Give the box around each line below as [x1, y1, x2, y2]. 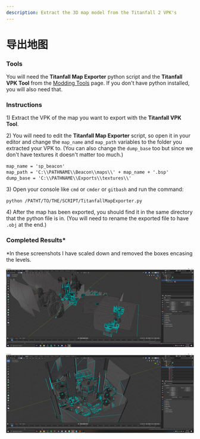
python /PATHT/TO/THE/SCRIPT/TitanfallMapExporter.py [6, 198, 143, 204]
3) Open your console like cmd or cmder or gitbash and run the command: [6, 186, 184, 193]
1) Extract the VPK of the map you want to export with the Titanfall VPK [6, 114, 182, 122]
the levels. [6, 256, 32, 263]
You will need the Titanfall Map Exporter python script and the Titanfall [6, 73, 183, 81]
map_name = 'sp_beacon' [6, 163, 65, 169]
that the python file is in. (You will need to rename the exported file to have [6, 215, 189, 222]
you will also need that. [6, 86, 63, 93]
